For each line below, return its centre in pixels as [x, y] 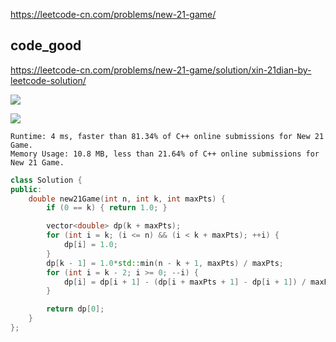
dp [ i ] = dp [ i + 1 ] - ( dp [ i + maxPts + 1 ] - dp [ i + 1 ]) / [185, 282]
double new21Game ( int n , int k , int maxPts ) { [127, 199]
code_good [46, 45]
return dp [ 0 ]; [75, 309]
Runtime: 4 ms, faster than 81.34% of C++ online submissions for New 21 [167, 136]
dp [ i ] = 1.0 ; [90, 245]
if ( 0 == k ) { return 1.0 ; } [107, 208]
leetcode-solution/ [48, 80]
